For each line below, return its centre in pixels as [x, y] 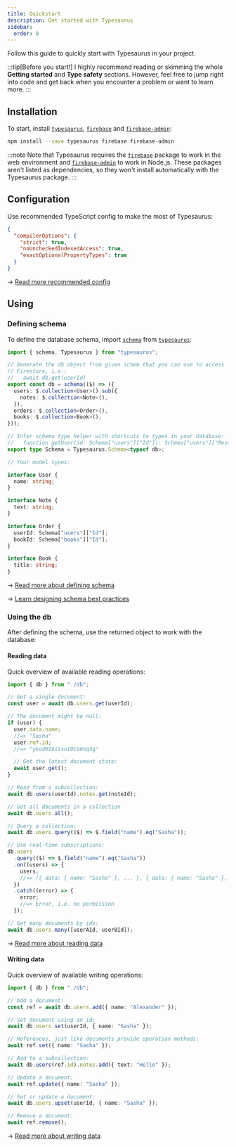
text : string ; [34, 507]
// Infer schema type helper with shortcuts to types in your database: [116, 437]
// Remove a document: [40, 1116]
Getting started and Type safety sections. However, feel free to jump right [115, 75]
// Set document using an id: [52, 1020]
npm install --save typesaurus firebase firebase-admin [91, 141]
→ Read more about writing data [54, 1136]
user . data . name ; [37, 729]
